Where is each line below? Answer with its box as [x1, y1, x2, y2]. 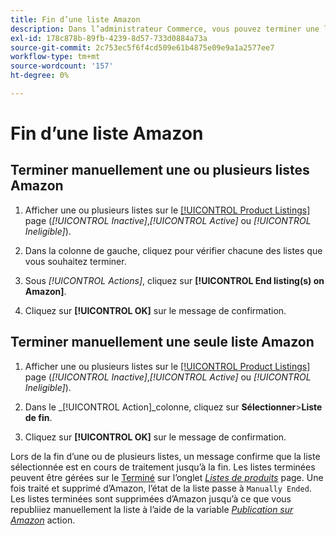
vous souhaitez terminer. [24, 255, 127, 267]
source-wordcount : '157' [10, 61, 114, 71]
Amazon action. [10, 514, 76, 526]
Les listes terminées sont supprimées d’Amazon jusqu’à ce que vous [10, 492, 292, 505]
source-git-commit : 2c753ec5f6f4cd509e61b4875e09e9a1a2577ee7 [10, 42, 275, 53]
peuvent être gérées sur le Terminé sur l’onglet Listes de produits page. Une [10, 471, 324, 483]
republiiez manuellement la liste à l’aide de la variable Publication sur [10, 503, 294, 515]
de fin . [24, 411, 53, 423]
